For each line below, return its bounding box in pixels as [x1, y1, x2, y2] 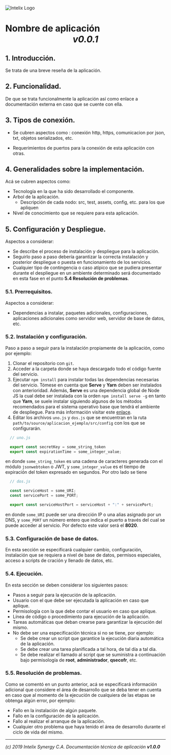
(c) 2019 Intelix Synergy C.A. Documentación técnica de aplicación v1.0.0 [5, 743, 160, 750]
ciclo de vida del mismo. [12, 729, 64, 735]
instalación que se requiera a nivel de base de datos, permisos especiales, [5, 552, 161, 558]
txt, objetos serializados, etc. [12, 135, 74, 141]
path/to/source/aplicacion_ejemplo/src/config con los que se [12, 420, 145, 426]
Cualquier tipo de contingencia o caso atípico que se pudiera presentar [12, 264, 162, 271]
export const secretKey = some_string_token [10, 444, 106, 449]
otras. [12, 150, 25, 156]
